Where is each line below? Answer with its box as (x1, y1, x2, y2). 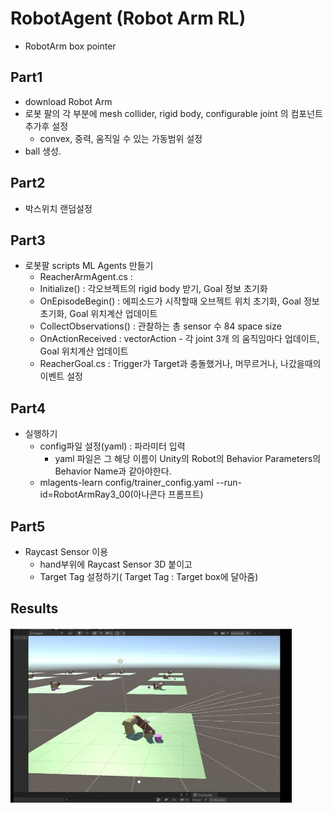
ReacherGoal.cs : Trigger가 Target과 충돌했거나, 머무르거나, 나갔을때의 (39, 358, 322, 370)
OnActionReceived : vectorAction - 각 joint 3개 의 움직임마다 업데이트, (39, 333, 320, 345)
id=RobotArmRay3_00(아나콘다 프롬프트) (39, 488, 204, 501)
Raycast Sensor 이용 (24, 546, 109, 557)
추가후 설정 (24, 120, 69, 132)
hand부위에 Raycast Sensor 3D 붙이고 (39, 558, 193, 570)
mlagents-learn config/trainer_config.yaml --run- (39, 477, 242, 489)
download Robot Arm (24, 95, 113, 107)
